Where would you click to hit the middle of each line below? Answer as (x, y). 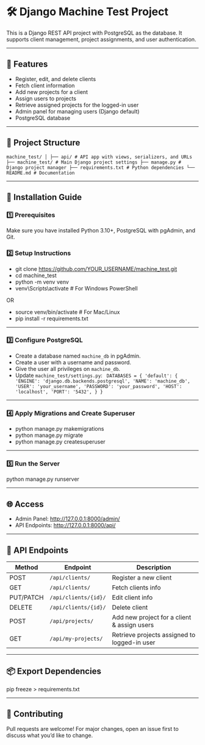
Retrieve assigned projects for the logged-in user (77, 105)
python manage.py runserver (43, 479)
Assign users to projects (46, 98)
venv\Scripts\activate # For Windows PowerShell (77, 288)
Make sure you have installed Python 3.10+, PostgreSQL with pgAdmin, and (101, 231)
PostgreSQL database (43, 118)
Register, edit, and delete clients (56, 79)
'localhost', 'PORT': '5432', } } (59, 392)
